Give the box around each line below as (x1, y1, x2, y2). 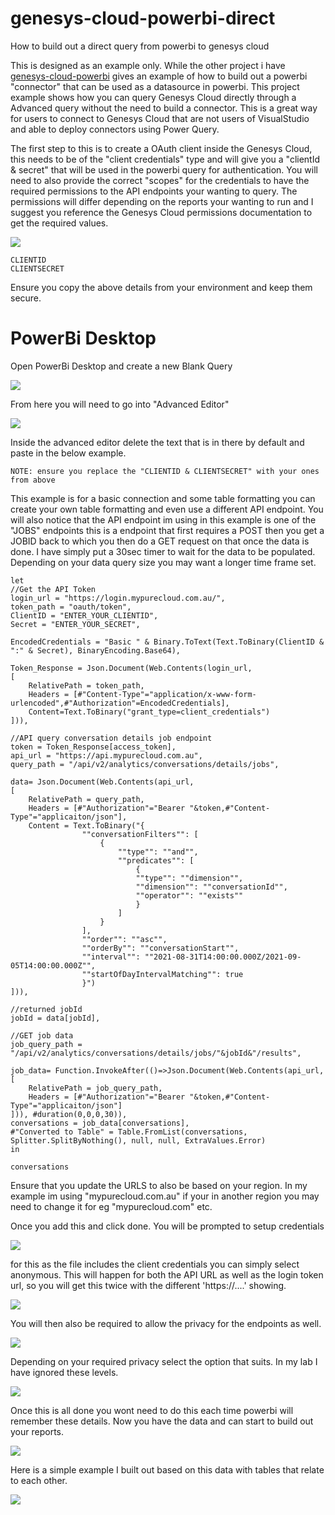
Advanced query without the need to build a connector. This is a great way (10, 102, 318, 114)
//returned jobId (10, 1004, 83, 1014)
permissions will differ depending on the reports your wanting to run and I (10, 195, 314, 207)
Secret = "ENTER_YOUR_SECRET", (10, 619, 141, 629)
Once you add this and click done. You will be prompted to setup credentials (10, 1220, 325, 1232)
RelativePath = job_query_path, (28, 1083, 163, 1093)
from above (10, 475, 56, 485)
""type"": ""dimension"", (135, 873, 244, 883)
